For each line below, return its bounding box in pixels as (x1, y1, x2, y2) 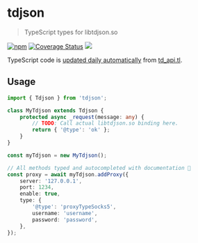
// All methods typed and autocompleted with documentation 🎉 (7, 164, 191, 171)
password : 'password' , (32, 216, 98, 224)
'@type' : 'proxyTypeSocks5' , (32, 203, 117, 210)
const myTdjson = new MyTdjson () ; (7, 152, 108, 159)
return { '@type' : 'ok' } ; (32, 127, 110, 134)
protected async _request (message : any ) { (19, 113, 145, 120)
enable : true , (19, 190, 60, 198)
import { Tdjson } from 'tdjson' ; (7, 94, 108, 102)
